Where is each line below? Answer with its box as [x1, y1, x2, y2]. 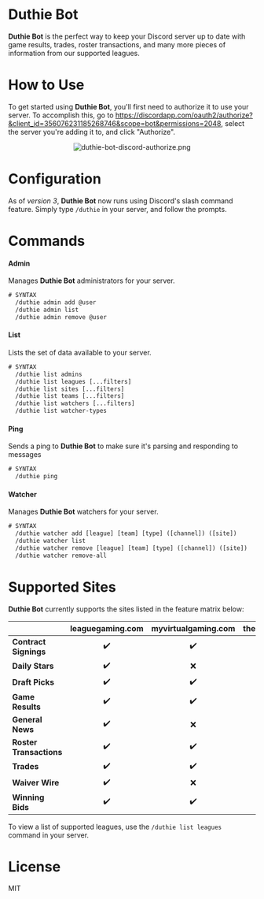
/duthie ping [15, 473, 58, 481]
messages [8, 450, 42, 459]
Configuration [8, 170, 102, 188]
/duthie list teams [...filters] [15, 392, 125, 400]
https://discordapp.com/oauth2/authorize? [115, 110, 253, 120]
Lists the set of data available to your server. [8, 347, 152, 357]
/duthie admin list [15, 306, 79, 314]
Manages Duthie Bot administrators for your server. [8, 276, 175, 285]
